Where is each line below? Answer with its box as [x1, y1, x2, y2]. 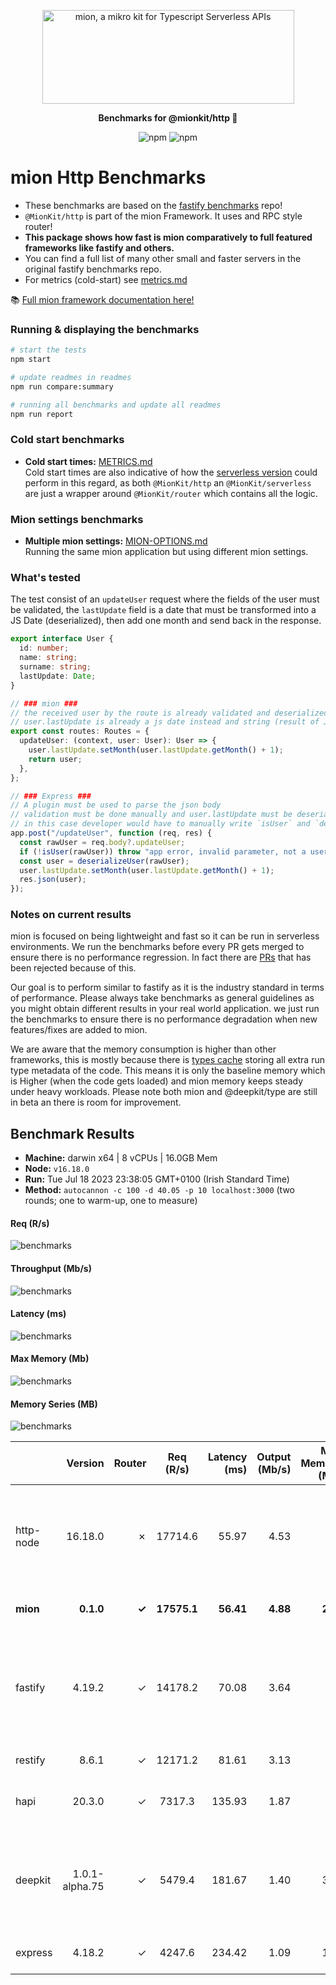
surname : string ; [19, 662, 92, 672]
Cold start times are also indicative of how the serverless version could [24, 466, 318, 478]
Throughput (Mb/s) [10, 1263, 92, 1275]
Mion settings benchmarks [10, 512, 144, 526]
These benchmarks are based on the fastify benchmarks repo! [24, 199, 283, 211]
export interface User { [10, 634, 114, 644]
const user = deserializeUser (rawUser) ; [19, 856, 190, 866]
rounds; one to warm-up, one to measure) [24, 1195, 198, 1207]
